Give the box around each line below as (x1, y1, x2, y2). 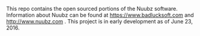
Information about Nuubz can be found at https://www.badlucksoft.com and (6, 11, 194, 19)
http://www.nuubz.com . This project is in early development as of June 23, (6, 18, 193, 25)
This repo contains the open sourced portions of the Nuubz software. (6, 5, 178, 12)
